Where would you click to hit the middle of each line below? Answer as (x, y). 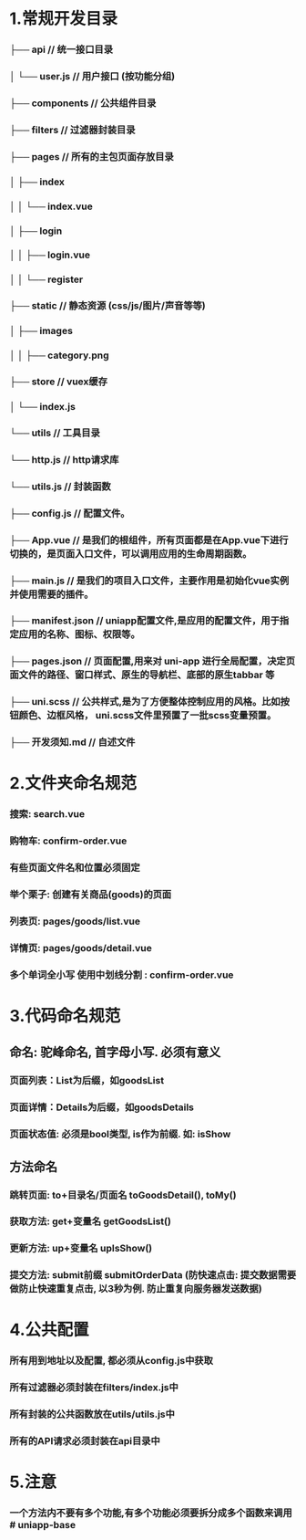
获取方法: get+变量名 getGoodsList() (90, 1221)
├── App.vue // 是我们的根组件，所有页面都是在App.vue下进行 (149, 540)
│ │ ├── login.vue (50, 255)
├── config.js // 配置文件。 (70, 513)
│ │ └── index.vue (51, 206)
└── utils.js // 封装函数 (60, 487)
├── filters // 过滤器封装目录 (72, 130)
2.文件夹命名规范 (73, 784)
